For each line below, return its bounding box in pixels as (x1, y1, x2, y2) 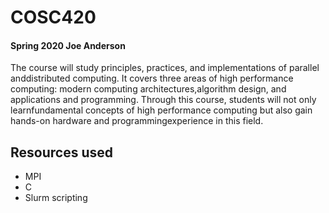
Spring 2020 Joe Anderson (10, 39, 126, 51)
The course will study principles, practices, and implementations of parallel (10, 62, 320, 74)
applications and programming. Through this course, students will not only (10, 94, 317, 106)
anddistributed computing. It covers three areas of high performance (10, 72, 294, 85)
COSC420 (10, 6, 97, 29)
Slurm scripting (24, 192, 88, 204)
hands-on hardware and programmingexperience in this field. (10, 115, 264, 127)
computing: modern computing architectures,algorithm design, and (10, 83, 287, 95)
